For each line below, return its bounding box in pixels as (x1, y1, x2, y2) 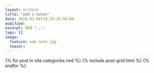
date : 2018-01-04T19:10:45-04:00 (5, 16, 74, 21)
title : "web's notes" (5, 12, 50, 17)
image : (5, 35, 19, 40)
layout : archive (5, 7, 39, 12)
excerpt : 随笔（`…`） (5, 26, 47, 31)
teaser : (9, 44, 26, 49)
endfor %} (5, 63, 26, 69)
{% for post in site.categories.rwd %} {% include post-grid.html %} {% (5, 57, 150, 63)
